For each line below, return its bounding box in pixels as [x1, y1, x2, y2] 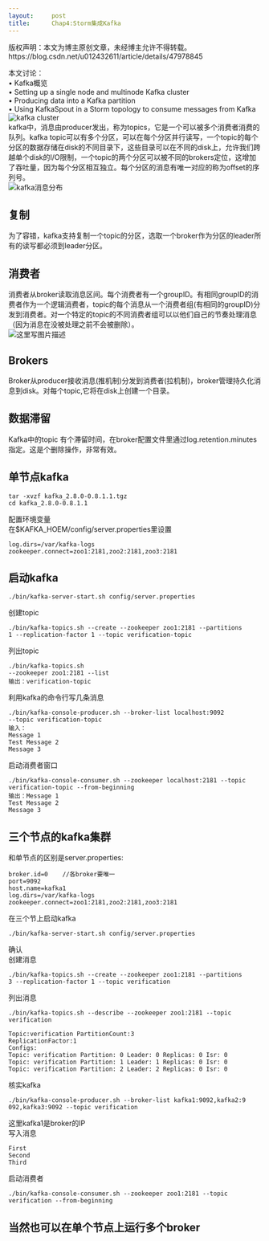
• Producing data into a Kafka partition [8, 96, 136, 105]
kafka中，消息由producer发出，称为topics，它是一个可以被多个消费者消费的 [8, 122, 260, 132]
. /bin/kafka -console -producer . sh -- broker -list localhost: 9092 [8, 708, 225, 717]
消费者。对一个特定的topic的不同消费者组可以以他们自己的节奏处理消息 [22, 310, 257, 320]
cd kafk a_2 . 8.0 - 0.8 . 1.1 [8, 499, 88, 507]
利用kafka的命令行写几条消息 [8, 692, 104, 703]
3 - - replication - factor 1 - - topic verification [8, 978, 171, 986]
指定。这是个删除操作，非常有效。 [8, 444, 121, 454]
